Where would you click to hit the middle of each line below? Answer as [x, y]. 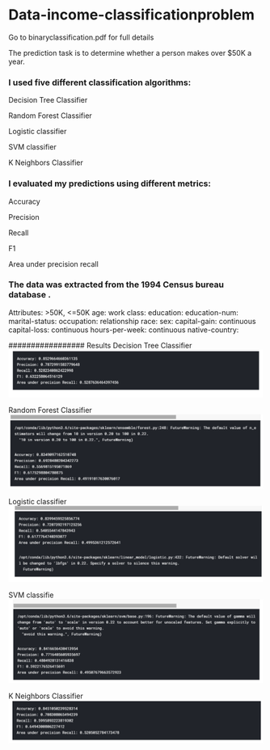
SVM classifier [32, 147]
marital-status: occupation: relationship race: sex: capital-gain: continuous [132, 321]
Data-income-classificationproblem [131, 15]
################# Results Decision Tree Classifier [100, 345]
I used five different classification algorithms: [100, 82]
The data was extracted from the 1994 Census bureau [116, 284]
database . [30, 295]
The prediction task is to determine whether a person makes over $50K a [130, 53]
